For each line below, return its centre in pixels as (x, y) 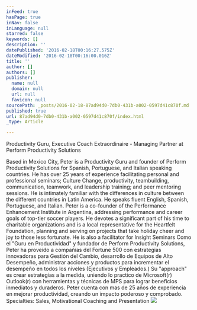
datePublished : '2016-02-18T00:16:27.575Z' (61, 50)
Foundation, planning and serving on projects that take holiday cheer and (95, 231)
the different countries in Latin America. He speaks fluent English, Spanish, (97, 200)
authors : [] (21, 72)
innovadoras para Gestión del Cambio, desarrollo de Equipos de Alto (90, 256)
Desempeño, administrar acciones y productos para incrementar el (88, 263)
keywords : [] (22, 39)
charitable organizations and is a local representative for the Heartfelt (91, 225)
